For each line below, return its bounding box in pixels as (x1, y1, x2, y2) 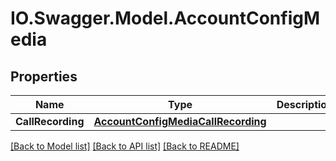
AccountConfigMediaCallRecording (93, 115, 267, 128)
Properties (10, 68, 78, 85)
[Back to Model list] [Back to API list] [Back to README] (10, 140, 240, 152)
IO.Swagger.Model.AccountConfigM (10, 7, 321, 30)
